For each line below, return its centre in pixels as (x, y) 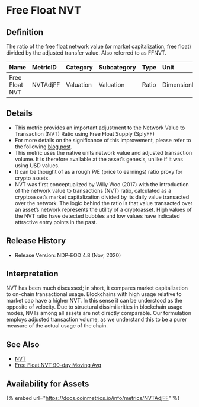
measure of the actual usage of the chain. (57, 326)
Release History (36, 241)
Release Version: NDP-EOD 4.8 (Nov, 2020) (68, 255)
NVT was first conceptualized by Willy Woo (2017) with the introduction (102, 184)
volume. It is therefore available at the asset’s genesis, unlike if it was (99, 159)
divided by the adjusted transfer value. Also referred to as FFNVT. (86, 53)
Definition (25, 32)
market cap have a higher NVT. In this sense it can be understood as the (94, 301)
